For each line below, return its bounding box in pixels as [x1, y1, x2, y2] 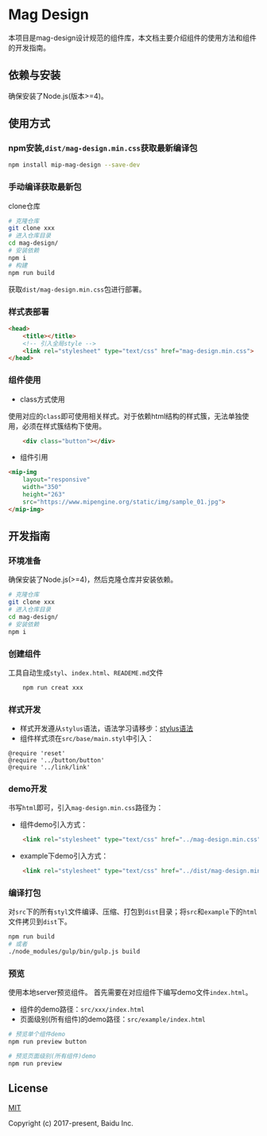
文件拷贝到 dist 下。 [8, 917, 72, 926]
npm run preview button [8, 1038, 87, 1046]
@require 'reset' [8, 750, 66, 758]
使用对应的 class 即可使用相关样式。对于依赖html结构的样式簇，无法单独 [8, 411, 242, 421]
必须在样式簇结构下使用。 [21, 421, 106, 431]
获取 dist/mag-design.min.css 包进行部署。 [8, 284, 146, 294]
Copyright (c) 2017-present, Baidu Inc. [8, 1118, 133, 1128]
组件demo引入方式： [19, 820, 88, 829]
